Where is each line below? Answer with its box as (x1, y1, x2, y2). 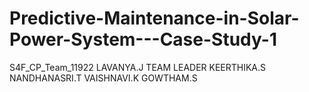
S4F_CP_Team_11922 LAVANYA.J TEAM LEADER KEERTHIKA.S (9, 61, 267, 73)
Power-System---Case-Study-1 (9, 28, 277, 51)
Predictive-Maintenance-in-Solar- (9, 7, 300, 30)
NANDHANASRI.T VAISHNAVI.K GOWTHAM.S (9, 72, 198, 84)
